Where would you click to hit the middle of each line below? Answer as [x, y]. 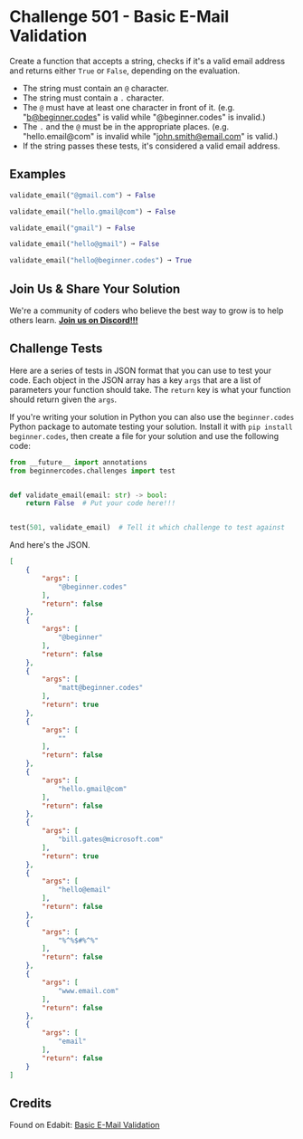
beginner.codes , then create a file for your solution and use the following [144, 435]
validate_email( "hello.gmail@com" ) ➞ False [93, 211]
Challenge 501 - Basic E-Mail [119, 17]
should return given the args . [63, 399]
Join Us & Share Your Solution [95, 288]
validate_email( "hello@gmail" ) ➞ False [85, 244]
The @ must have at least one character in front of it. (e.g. [128, 107]
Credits [31, 1103]
